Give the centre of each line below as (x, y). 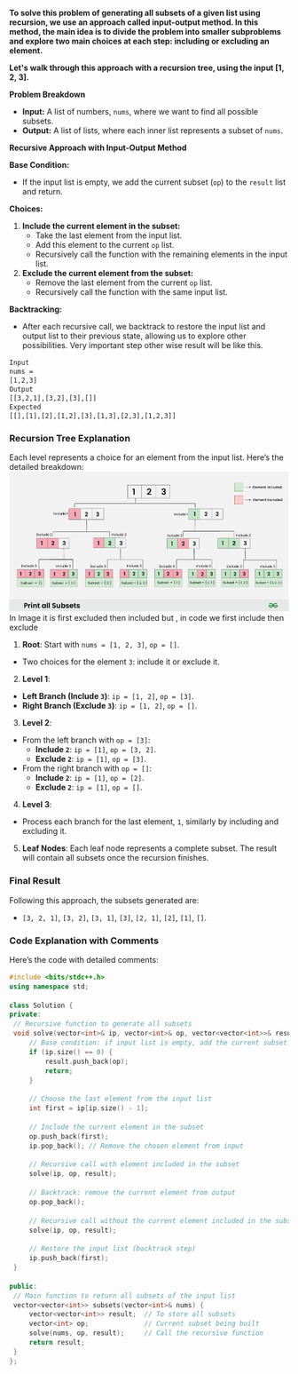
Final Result (35, 881)
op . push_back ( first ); (69, 1136)
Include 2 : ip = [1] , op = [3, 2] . (96, 750)
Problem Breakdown (47, 94)
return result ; (57, 1343)
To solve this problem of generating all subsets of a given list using (135, 13)
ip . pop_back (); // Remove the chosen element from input (136, 1146)
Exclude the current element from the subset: (107, 273)
